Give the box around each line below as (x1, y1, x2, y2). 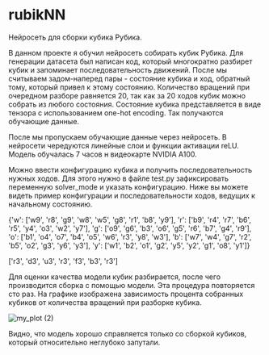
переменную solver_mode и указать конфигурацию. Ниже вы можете (8, 182, 249, 191)
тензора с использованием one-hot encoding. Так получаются (8, 107, 224, 118)
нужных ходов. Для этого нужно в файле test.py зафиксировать (8, 173, 229, 183)
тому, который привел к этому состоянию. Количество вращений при (8, 82, 250, 92)
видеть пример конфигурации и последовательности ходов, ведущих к (8, 190, 256, 200)
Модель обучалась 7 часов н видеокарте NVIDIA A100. (8, 149, 197, 159)
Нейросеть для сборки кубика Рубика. (8, 32, 143, 42)
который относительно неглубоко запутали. (8, 337, 161, 347)
